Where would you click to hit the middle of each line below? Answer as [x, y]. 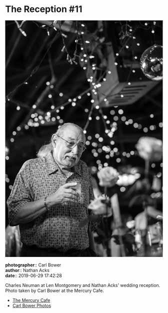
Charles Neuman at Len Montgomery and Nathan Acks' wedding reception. [83, 285]
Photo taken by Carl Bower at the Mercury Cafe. [54, 290]
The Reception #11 [44, 9]
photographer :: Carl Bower [33, 265]
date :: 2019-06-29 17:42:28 [34, 275]
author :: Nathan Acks [27, 270]
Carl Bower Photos [32, 305]
